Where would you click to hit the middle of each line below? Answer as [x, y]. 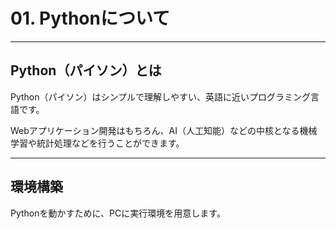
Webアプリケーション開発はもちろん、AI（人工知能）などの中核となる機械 [164, 130]
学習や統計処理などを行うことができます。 [97, 143]
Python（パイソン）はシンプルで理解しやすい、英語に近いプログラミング [160, 96]
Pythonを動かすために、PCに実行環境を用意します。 [118, 213]
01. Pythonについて [90, 18]
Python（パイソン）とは [86, 70]
